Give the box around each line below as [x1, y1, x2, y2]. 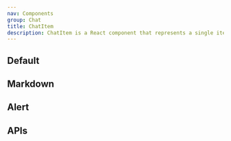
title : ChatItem [7, 23, 54, 30]
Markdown [7, 78, 55, 90]
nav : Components [7, 10, 54, 17]
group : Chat [7, 17, 41, 23]
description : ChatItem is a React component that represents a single [7, 29, 214, 36]
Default [7, 54, 40, 66]
